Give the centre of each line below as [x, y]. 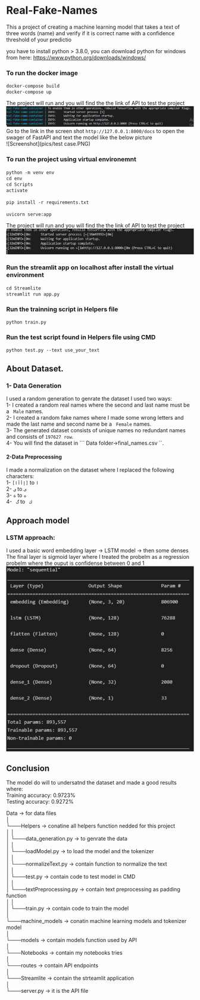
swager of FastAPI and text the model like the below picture [79, 137]
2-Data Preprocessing [34, 457]
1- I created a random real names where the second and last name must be [98, 405]
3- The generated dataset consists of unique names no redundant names [96, 430]
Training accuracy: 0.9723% [41, 795]
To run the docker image [42, 73]
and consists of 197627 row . [40, 437]
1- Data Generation [34, 386]
